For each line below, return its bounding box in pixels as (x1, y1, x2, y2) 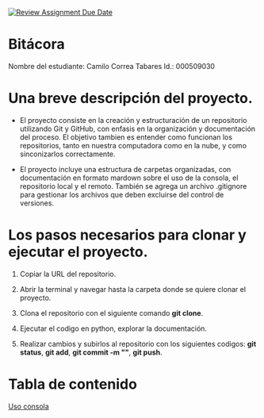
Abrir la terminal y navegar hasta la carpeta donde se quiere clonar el (19, 284, 247, 293)
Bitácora (8, 36, 65, 53)
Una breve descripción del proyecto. (8, 90, 254, 107)
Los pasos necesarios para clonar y (8, 226, 247, 244)
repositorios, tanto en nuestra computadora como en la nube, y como (19, 140, 247, 150)
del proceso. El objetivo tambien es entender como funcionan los (19, 132, 232, 142)
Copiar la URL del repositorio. (19, 269, 117, 278)
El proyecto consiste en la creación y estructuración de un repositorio (19, 115, 247, 125)
